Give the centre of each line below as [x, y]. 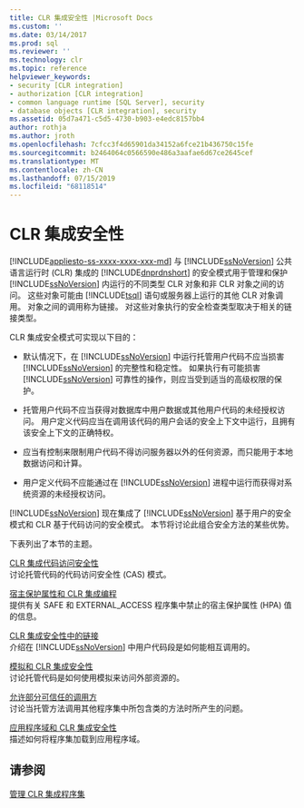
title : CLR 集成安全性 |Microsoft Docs [81, 18]
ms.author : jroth [42, 136]
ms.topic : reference [49, 69]
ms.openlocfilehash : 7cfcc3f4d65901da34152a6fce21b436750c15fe [132, 144]
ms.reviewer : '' [40, 52]
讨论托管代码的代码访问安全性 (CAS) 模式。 [90, 575]
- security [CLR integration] [67, 85]
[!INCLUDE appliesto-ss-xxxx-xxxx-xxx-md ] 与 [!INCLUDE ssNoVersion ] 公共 [151, 261]
